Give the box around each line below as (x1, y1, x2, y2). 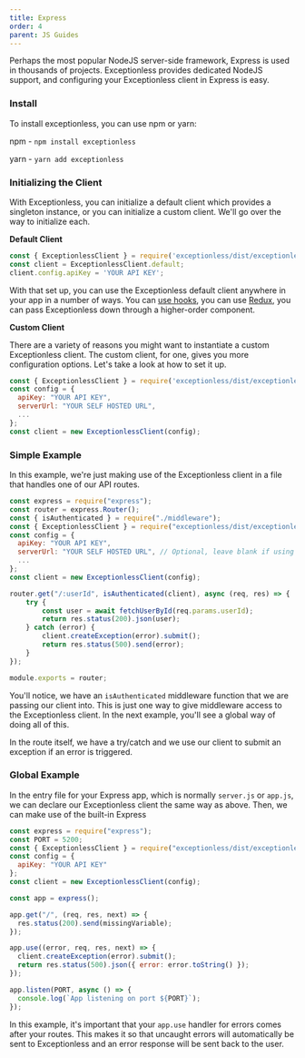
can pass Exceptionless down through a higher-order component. (9, 304, 256, 315)
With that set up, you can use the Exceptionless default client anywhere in (9, 284, 286, 296)
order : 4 (9, 22, 43, 31)
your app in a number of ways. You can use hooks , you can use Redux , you (9, 294, 291, 305)
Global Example (9, 768, 80, 781)
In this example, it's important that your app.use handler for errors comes (9, 1019, 281, 1030)
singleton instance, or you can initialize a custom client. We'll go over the (9, 206, 281, 217)
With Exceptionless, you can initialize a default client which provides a (9, 197, 271, 208)
